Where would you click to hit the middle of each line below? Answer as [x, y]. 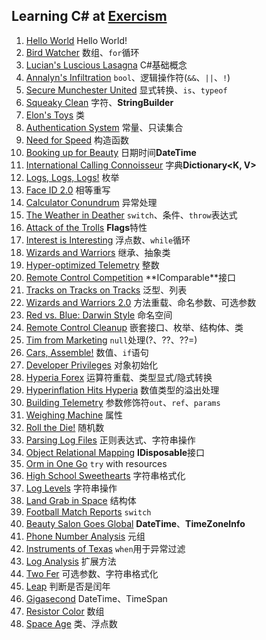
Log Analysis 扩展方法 [71, 561]
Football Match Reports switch [88, 511]
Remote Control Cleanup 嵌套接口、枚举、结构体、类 [134, 327]
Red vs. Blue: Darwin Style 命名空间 [99, 315]
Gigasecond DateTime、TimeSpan [96, 598]
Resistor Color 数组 [65, 611]
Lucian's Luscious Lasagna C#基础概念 [106, 65]
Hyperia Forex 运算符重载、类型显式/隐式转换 [119, 377]
